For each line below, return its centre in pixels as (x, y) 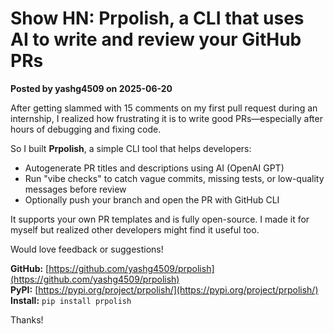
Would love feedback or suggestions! (87, 249)
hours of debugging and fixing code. (86, 129)
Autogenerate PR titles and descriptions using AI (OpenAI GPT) (154, 168)
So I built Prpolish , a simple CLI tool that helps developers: (131, 148)
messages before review (75, 189)
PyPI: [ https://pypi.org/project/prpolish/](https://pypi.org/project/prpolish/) (164, 289)
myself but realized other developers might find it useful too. (135, 229)
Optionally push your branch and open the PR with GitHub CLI (152, 199)
